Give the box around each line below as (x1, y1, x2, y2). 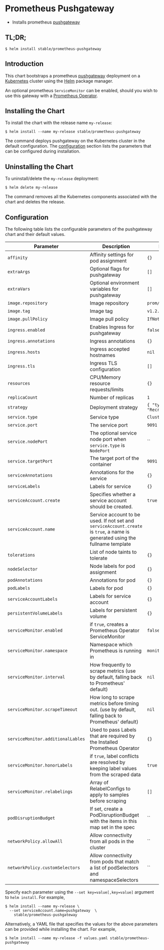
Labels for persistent (89, 607, 137, 614)
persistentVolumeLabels (7, 611, 63, 616)
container (89, 461, 112, 467)
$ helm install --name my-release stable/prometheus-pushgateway (5, 129, 141, 134)
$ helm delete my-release (5, 185, 58, 190)
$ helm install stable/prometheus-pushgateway (5, 46, 102, 51)
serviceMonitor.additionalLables (7, 736, 85, 742)
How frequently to (89, 662, 131, 668)
